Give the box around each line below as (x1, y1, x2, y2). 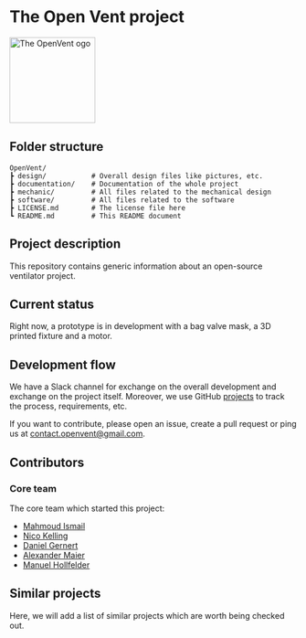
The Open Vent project (9, 6, 185, 27)
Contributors (9, 454, 85, 470)
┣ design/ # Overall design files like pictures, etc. (9, 171, 263, 180)
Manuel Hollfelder (22, 559, 90, 570)
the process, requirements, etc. (9, 400, 128, 412)
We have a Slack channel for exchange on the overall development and (9, 381, 277, 392)
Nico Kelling (22, 530, 69, 541)
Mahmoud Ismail (22, 520, 86, 531)
